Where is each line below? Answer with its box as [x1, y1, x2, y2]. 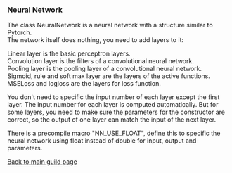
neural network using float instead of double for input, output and [7, 136, 197, 145]
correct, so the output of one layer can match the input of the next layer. [7, 115, 217, 124]
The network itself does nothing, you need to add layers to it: [7, 36, 184, 44]
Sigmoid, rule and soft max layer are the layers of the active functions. [7, 72, 211, 80]
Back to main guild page [7, 158, 77, 166]
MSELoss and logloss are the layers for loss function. [7, 79, 162, 88]
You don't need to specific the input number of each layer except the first [7, 93, 220, 101]
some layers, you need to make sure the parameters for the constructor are [7, 108, 225, 117]
